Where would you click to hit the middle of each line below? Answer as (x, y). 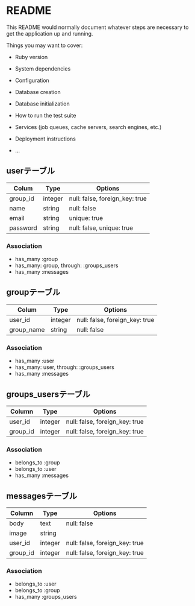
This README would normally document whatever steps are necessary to (97, 27)
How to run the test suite (45, 115)
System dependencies (43, 68)
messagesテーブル (42, 496)
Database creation (38, 92)
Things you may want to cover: (45, 45)
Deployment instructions (45, 139)
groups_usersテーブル (48, 394)
